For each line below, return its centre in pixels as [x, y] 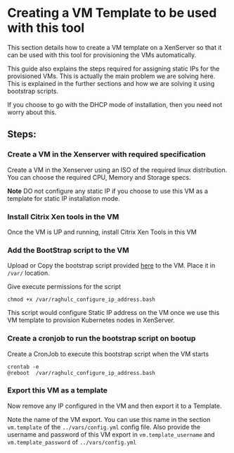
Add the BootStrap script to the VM [69, 250]
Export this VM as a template [57, 390]
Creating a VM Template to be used [112, 13]
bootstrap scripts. [33, 91]
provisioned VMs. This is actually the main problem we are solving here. [111, 76]
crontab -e [23, 367]
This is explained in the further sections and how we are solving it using [111, 83]
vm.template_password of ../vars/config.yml [72, 442]
